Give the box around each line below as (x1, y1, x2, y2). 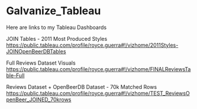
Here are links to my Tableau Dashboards (6, 24, 107, 31)
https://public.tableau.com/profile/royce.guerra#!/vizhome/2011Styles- (6, 41, 179, 49)
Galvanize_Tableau (6, 4, 101, 18)
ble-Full (6, 72, 25, 79)
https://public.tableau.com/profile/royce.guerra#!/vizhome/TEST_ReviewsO (6, 89, 190, 97)
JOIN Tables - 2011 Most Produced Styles (6, 35, 108, 42)
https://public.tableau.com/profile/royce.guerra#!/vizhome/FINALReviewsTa (6, 65, 191, 72)
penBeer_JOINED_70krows (6, 96, 72, 103)
